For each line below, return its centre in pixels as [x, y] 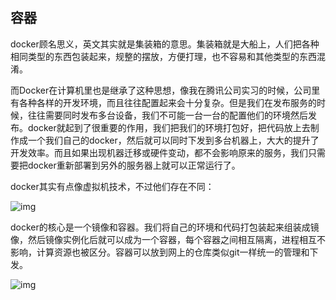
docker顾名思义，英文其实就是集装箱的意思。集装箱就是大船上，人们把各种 [165, 44]
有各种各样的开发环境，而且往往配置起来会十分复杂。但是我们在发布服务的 [163, 102]
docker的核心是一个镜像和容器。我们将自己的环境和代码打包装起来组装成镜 [165, 227]
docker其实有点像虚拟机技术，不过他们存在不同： [112, 186]
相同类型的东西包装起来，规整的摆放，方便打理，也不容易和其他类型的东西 [163, 56]
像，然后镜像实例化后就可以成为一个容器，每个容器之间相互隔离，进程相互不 [168, 239]
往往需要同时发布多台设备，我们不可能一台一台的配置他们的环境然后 [167, 115]
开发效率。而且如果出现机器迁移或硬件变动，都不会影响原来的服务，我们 [159, 152]
